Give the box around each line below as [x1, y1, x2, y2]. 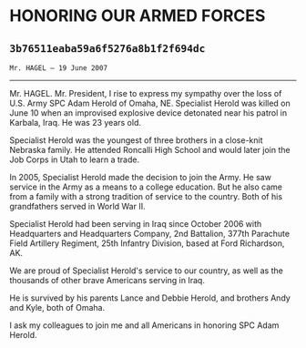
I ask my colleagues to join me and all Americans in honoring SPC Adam [9, 320, 280, 331]
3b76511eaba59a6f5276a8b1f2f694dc [9, 42, 206, 55]
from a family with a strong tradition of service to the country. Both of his [9, 191, 283, 201]
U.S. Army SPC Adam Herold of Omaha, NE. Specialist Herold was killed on [9, 97, 291, 108]
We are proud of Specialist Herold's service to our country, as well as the [9, 265, 284, 276]
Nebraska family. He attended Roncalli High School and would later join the [9, 145, 291, 155]
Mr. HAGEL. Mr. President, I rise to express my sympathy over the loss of [9, 88, 282, 98]
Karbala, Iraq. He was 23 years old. [9, 118, 141, 128]
